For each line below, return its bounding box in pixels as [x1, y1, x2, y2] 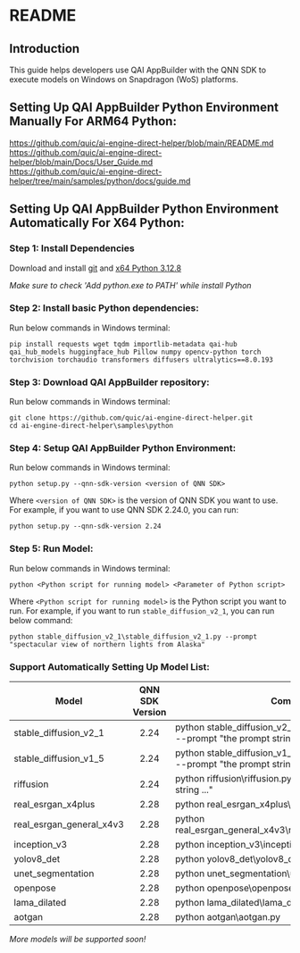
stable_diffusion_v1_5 [13, 752, 104, 765]
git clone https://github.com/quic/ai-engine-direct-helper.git [9, 414, 254, 422]
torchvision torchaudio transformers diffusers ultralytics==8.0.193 [9, 355, 274, 364]
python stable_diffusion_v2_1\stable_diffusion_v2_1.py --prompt [9, 631, 257, 641]
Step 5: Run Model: [9, 542, 94, 555]
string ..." [175, 783, 213, 796]
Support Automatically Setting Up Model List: [9, 660, 210, 673]
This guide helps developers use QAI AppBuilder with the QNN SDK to [9, 64, 266, 75]
